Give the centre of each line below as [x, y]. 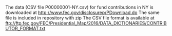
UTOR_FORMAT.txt [25, 28]
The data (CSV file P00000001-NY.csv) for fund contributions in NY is [79, 7]
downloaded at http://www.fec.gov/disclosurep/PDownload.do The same [83, 12]
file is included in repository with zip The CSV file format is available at [80, 18]
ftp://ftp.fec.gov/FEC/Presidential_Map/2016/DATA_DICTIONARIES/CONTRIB [86, 23]
